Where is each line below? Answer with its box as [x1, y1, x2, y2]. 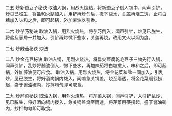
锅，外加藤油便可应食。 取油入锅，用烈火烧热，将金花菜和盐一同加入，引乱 [5, 69, 164, 75]
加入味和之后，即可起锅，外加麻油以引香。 [9, 17, 100, 23]
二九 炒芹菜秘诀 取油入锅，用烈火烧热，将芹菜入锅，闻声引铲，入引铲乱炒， [5, 92, 165, 99]
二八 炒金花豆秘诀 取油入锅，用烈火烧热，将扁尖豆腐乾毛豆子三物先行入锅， [5, 56, 165, 62]
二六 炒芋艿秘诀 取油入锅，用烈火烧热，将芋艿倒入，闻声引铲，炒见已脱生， [5, 28, 165, 34]
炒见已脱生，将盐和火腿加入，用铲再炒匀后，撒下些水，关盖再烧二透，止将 [5, 11, 162, 17]
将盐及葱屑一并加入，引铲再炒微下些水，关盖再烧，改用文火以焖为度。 [5, 35, 154, 40]
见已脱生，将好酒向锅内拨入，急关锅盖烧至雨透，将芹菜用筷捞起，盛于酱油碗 [5, 99, 167, 105]
